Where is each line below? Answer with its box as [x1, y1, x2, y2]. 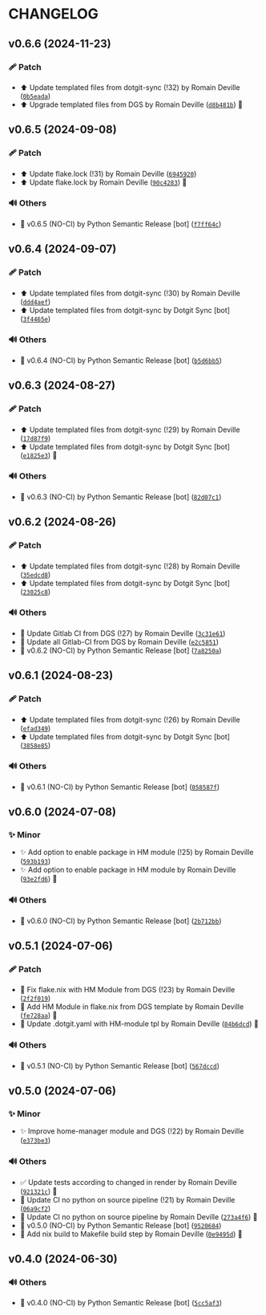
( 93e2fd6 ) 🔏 [19, 874, 58, 884]
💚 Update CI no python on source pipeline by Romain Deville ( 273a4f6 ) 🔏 [19, 1211, 258, 1221]
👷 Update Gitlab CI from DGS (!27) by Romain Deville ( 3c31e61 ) [19, 628, 226, 638]
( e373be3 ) [19, 1135, 51, 1145]
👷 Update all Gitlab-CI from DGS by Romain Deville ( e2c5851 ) [19, 637, 219, 646]
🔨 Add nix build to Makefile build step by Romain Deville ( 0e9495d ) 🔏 [19, 1229, 243, 1239]
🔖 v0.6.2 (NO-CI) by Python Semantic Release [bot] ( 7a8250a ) [19, 645, 222, 655]
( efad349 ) [19, 723, 51, 733]
